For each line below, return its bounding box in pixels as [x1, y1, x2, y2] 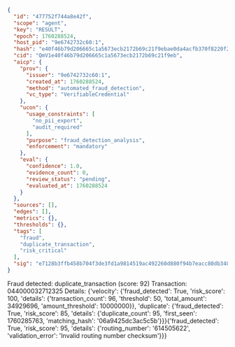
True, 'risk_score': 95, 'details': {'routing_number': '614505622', [7, 324, 190, 332]
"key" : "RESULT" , [13, 26, 64, 33]
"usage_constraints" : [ [25, 111, 96, 118]
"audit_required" [32, 123, 83, 131]
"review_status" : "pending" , [25, 176, 111, 183]
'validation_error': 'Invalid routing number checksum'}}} [7, 331, 167, 339]
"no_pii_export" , [32, 117, 83, 124]
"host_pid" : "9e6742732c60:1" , [13, 39, 105, 46]
